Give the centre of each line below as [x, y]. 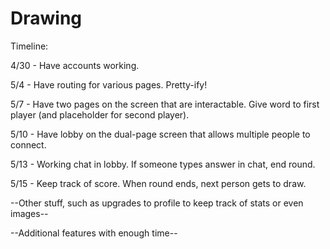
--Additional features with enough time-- [94, 233]
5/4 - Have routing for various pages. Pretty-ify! [109, 84]
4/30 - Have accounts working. [75, 65]
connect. [28, 144]
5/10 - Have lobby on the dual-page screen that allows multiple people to [160, 134]
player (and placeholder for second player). [100, 114]
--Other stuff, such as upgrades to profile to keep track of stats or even [157, 203]
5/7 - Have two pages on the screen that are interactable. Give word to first [165, 104]
